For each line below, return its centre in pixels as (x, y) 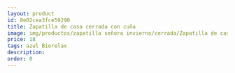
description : (26, 53)
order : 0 (20, 59)
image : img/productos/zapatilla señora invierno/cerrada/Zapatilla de (112, 33)
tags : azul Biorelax (37, 46)
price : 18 (22, 40)
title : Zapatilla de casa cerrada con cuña (72, 26)
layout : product (31, 14)
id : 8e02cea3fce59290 (39, 20)
